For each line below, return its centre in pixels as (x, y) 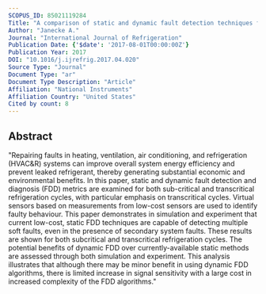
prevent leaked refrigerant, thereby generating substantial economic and (127, 172)
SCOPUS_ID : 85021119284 (47, 15)
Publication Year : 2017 (47, 52)
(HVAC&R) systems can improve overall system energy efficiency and (122, 163)
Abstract (30, 136)
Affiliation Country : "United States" (72, 97)
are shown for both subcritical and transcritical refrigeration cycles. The (125, 239)
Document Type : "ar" (42, 74)
